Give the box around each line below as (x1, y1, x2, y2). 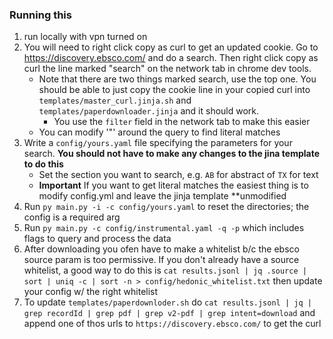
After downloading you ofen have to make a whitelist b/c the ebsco (23, 243, 300, 255)
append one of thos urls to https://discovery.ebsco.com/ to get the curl (23, 318, 322, 330)
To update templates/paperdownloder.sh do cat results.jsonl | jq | (23, 296, 312, 308)
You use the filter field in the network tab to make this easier (53, 116, 311, 128)
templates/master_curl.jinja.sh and (38, 94, 192, 107)
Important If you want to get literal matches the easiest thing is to (38, 179, 309, 192)
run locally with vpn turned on (23, 31, 148, 43)
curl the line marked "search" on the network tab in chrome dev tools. (23, 63, 312, 75)
